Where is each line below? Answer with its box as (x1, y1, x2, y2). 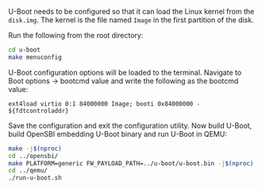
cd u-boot (8, 46, 41, 54)
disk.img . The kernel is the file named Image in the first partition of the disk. (8, 15, 254, 25)
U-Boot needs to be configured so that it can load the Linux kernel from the (8, 7, 255, 16)
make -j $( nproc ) (8, 145, 62, 152)
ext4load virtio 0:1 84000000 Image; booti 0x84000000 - (8, 99, 201, 108)
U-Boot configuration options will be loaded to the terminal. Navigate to (8, 67, 242, 77)
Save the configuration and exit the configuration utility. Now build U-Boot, (8, 121, 252, 130)
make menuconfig (8, 53, 62, 61)
